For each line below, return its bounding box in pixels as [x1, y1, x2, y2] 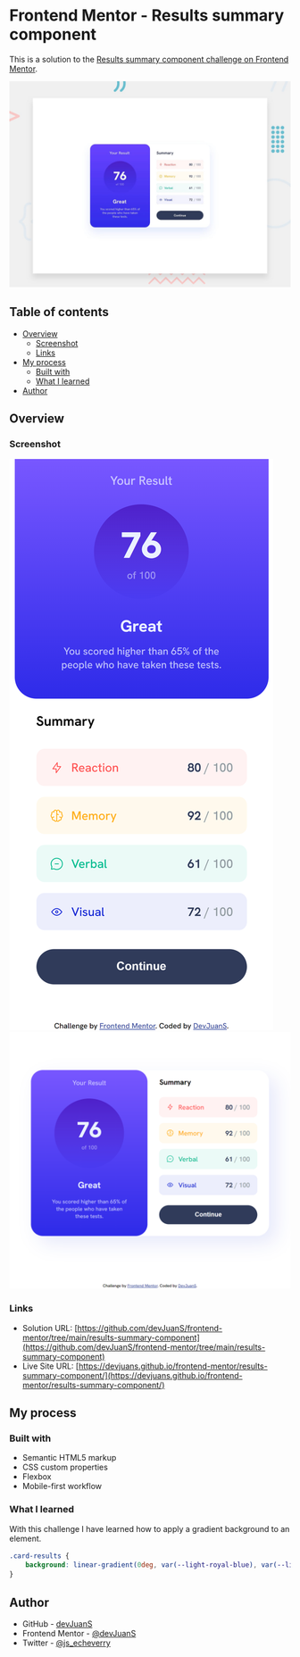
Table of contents [9, 304, 109, 320]
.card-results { [9, 1551, 70, 1561]
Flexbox [21, 1471, 52, 1482]
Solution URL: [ [21, 1322, 78, 1333]
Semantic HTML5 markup [21, 1453, 117, 1463]
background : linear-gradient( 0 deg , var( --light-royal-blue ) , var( [25, 1561, 278, 1570]
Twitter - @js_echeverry [21, 1637, 112, 1648]
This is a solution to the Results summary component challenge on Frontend [9, 54, 289, 64]
